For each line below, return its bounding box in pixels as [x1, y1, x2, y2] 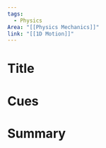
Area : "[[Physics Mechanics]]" [7, 23, 100, 30]
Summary [7, 125, 66, 142]
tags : [7, 10, 23, 18]
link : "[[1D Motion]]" [7, 30, 74, 38]
